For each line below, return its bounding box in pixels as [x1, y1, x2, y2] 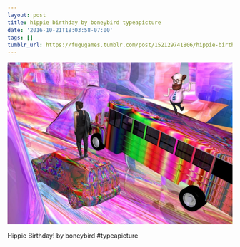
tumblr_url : [7, 41, 43, 49]
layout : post [7, 11, 46, 19]
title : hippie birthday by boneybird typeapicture [7, 19, 161, 26]
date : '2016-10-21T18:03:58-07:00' [7, 26, 114, 33]
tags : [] [7, 34, 34, 41]
